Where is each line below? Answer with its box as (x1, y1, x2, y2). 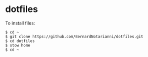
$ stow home (5, 42, 30, 48)
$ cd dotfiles (5, 38, 35, 43)
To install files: (5, 20, 35, 26)
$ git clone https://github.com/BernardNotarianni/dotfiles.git (5, 34, 143, 39)
